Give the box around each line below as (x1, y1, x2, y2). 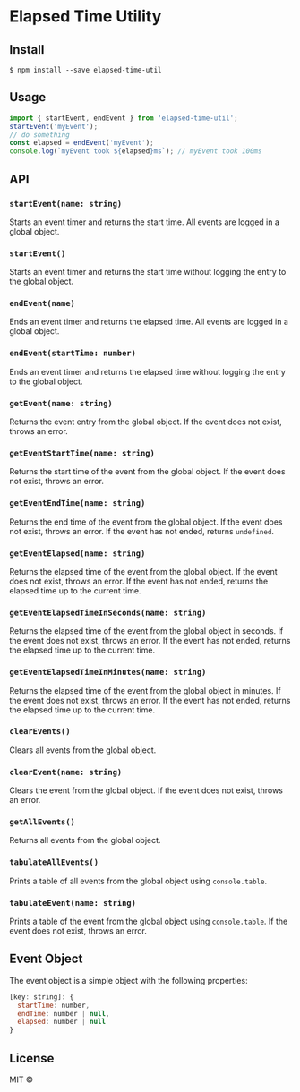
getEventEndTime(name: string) (9, 499, 146, 508)
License (9, 1050, 55, 1066)
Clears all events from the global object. (9, 745, 157, 755)
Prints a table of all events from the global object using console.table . (9, 875, 267, 886)
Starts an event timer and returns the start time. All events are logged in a (9, 217, 280, 227)
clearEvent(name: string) (9, 767, 123, 777)
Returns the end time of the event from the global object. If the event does (9, 516, 283, 527)
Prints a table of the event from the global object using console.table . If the (9, 916, 288, 927)
